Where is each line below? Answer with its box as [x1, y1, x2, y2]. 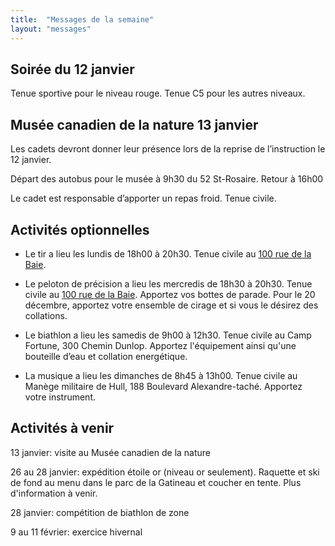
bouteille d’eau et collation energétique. [24, 350, 188, 362]
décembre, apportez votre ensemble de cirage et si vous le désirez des [24, 299, 319, 311]
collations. [24, 309, 68, 321]
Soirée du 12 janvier [10, 61, 135, 78]
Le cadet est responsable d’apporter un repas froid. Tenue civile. [10, 192, 277, 205]
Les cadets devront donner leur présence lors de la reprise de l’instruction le [10, 143, 326, 155]
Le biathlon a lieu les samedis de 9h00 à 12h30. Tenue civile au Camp [24, 329, 312, 341]
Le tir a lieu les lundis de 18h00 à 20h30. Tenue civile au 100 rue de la [24, 247, 312, 260]
